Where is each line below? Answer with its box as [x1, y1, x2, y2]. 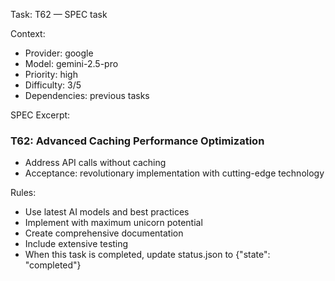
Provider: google [24, 47, 94, 59]
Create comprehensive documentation [24, 227, 184, 239]
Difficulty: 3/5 [24, 79, 82, 91]
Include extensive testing [24, 238, 129, 250]
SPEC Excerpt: [10, 109, 71, 121]
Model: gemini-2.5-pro [24, 58, 119, 69]
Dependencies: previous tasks [24, 90, 150, 101]
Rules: [10, 187, 37, 199]
